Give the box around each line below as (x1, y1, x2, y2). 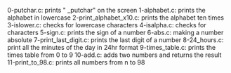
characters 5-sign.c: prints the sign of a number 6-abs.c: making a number (7, 28, 224, 36)
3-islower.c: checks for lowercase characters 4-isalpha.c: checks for (7, 21, 206, 29)
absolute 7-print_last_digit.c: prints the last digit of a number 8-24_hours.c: (7, 36, 224, 44)
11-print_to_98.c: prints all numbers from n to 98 (7, 58, 145, 66)
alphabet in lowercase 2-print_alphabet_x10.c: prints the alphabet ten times (7, 13, 225, 22)
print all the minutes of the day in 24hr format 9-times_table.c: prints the (7, 44, 216, 51)
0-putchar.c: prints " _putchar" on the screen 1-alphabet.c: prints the (7, 6, 206, 14)
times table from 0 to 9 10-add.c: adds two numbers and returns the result (7, 51, 222, 59)
